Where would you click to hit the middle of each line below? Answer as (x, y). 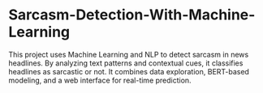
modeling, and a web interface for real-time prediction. (100, 80)
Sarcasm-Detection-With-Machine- (132, 15)
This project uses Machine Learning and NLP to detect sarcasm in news (129, 54)
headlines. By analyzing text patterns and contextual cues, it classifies (126, 63)
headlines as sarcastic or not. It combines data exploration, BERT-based (129, 71)
